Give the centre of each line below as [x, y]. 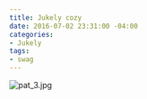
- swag [22, 59]
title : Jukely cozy [46, 18]
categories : [31, 34]
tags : [19, 51]
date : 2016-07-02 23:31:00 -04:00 [74, 26]
